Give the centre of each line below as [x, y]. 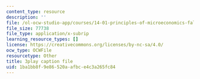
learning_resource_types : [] [42, 39]
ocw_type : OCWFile [29, 50]
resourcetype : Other [32, 56]
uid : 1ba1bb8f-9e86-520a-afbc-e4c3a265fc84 [61, 67]
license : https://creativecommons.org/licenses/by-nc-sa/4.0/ [85, 45]
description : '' [26, 17]
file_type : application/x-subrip [48, 34]
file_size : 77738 [28, 28]
